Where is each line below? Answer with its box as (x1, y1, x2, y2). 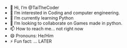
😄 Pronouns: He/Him (9, 33, 54, 39)
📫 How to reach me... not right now (9, 26, 84, 31)
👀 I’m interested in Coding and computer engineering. (9, 10, 120, 16)
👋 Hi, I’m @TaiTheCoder (9, 5, 59, 10)
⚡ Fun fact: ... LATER (9, 38, 52, 44)
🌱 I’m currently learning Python (9, 15, 74, 21)
